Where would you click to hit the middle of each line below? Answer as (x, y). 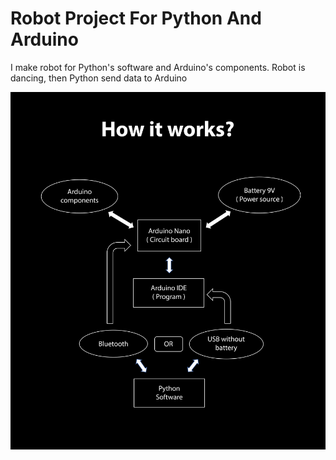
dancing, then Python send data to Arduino (99, 78)
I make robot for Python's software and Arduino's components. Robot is (158, 67)
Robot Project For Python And (136, 18)
